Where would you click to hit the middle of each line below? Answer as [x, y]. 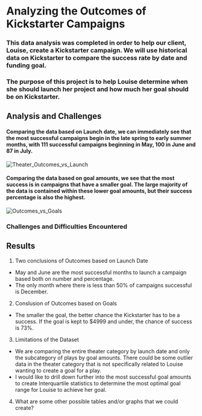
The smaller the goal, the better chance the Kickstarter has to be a [97, 315]
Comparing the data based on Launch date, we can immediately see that [99, 132]
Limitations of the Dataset [47, 339]
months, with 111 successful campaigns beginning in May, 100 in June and [101, 145]
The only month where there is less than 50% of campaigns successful [103, 285]
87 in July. [20, 151]
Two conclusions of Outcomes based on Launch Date [82, 260]
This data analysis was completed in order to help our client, [96, 43]
